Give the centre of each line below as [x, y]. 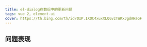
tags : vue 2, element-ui [30, 14]
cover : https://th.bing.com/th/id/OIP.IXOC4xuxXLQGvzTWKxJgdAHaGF [73, 18]
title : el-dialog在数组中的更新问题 [39, 9]
